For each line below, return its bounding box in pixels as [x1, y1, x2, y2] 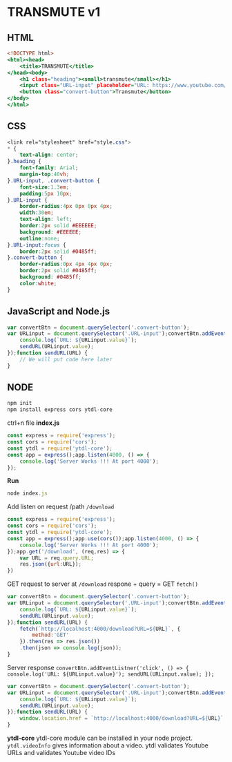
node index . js [7, 490, 48, 497]
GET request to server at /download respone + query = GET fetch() [7, 580, 199, 588]
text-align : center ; [19, 151, 79, 159]
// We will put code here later [19, 356, 113, 363]
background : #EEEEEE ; [19, 229, 81, 236]
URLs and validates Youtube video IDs [7, 749, 116, 757]
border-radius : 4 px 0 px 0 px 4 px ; [19, 203, 113, 210]
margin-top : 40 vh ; [19, 171, 70, 178]
